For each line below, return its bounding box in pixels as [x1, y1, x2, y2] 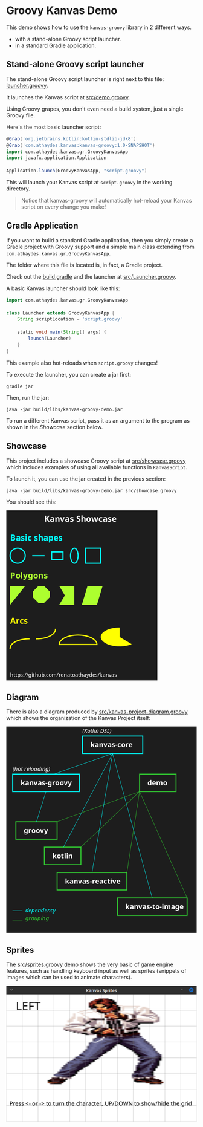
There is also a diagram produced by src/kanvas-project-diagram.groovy [6, 708, 188, 715]
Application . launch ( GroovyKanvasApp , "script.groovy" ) [6, 167, 147, 174]
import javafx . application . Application [6, 155, 107, 161]
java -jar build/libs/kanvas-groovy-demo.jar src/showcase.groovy [6, 487, 177, 493]
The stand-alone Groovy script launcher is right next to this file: [6, 75, 164, 82]
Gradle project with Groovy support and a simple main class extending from [6, 243, 195, 250]
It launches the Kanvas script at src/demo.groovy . [6, 93, 130, 100]
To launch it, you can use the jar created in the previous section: [6, 475, 166, 482]
